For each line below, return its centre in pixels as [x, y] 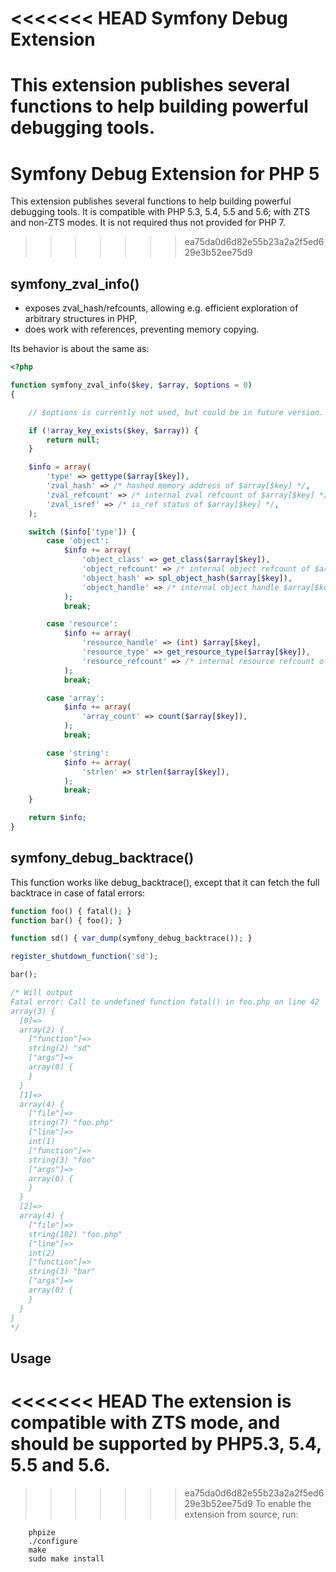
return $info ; [57, 818]
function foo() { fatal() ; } [71, 911]
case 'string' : [78, 753]
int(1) [42, 1142]
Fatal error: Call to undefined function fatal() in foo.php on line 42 [165, 1002]
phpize [42, 1532]
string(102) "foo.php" [75, 1234]
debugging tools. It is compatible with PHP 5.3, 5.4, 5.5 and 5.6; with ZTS [160, 212]
